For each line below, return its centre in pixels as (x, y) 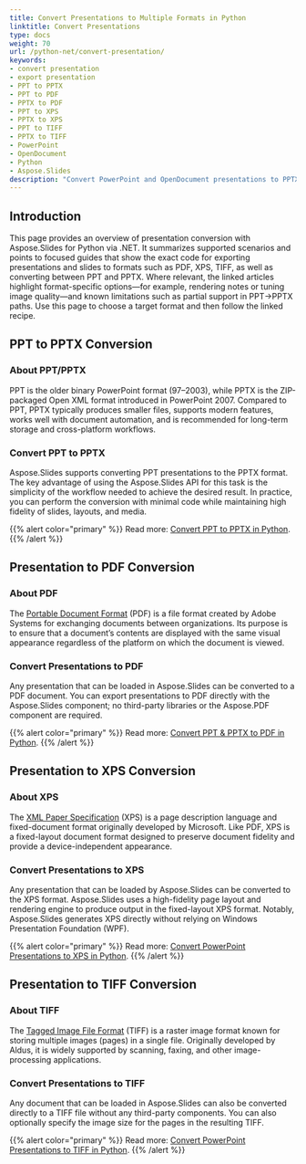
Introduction (46, 216)
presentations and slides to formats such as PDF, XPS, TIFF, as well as (141, 267)
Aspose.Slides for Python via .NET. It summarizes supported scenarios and (150, 248)
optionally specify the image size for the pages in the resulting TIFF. (137, 1122)
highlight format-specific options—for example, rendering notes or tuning (147, 287)
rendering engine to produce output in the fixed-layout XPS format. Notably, (152, 909)
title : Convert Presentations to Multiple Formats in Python (128, 18)
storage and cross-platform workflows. (83, 429)
